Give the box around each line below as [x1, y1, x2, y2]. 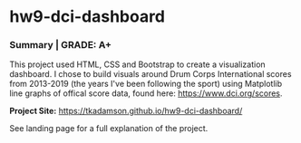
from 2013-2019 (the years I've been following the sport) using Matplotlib [9, 79, 283, 90]
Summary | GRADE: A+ [9, 39, 112, 52]
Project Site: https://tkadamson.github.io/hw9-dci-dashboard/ [9, 106, 243, 117]
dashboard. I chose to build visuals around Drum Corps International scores [9, 69, 292, 80]
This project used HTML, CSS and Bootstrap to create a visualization [9, 59, 266, 70]
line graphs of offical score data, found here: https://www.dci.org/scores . [9, 88, 283, 99]
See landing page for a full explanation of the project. [9, 123, 209, 134]
